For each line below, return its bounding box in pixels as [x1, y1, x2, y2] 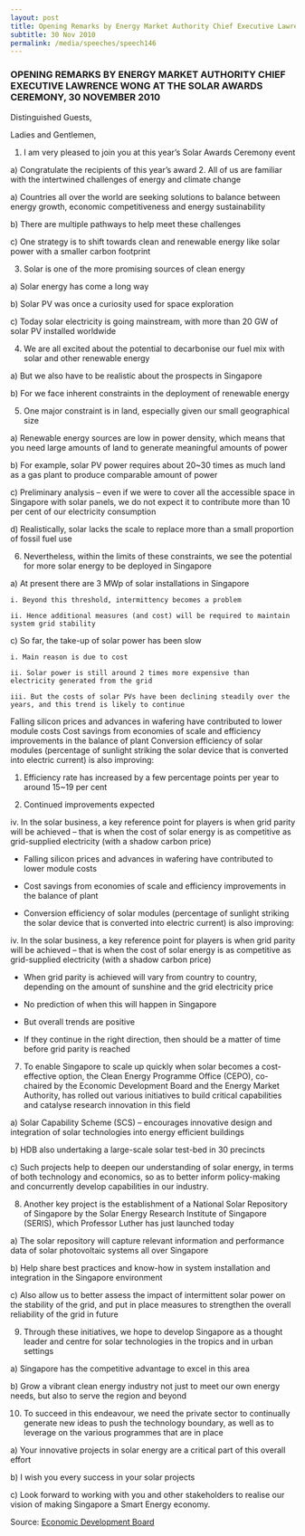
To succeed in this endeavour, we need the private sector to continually [23, 1407, 291, 1418]
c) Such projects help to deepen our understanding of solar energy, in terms [10, 1161, 294, 1172]
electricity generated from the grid [10, 676, 153, 685]
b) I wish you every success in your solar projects [10, 1472, 195, 1483]
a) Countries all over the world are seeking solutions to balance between [10, 191, 281, 202]
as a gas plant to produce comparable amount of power [10, 469, 218, 480]
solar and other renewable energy [23, 352, 150, 363]
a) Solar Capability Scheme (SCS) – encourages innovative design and [10, 1117, 272, 1128]
